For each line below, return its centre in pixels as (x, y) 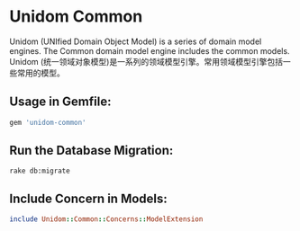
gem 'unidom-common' (48, 122)
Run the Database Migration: (91, 151)
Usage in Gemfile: (60, 102)
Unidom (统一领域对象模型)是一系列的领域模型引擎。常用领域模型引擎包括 (146, 61)
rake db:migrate (40, 171)
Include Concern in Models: (89, 198)
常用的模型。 (41, 73)
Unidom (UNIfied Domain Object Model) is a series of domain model (136, 41)
